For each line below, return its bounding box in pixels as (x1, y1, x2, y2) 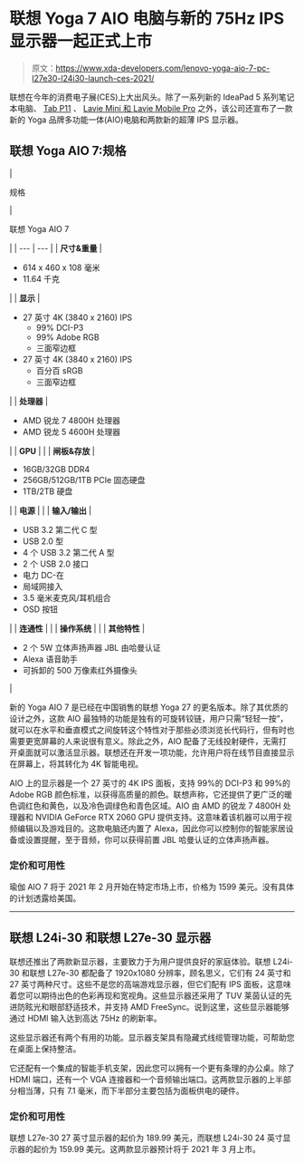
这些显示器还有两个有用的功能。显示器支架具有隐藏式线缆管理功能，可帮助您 (9, 1032, 295, 1042)
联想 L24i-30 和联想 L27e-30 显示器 (9, 930, 212, 945)
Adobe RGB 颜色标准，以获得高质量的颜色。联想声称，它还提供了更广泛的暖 (9, 789, 292, 800)
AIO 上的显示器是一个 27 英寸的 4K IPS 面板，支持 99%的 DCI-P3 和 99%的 (9, 777, 291, 789)
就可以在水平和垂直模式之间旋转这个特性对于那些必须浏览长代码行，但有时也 (9, 724, 295, 735)
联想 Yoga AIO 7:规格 (9, 143, 127, 159)
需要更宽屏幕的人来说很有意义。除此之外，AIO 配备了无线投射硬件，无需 (9, 735, 280, 746)
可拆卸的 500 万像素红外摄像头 (22, 664, 138, 675)
